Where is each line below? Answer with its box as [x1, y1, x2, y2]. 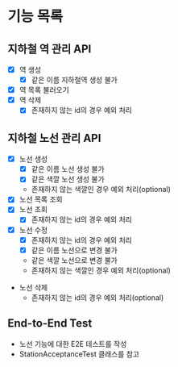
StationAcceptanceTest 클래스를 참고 [19, 348, 140, 359]
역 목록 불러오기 [19, 85, 69, 95]
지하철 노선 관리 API [7, 131, 101, 145]
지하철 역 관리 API [7, 42, 92, 56]
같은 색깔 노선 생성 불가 [31, 174, 106, 184]
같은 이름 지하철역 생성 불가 [31, 75, 118, 85]
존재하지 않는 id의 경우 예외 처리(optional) [31, 292, 164, 302]
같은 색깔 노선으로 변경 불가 [31, 255, 118, 265]
